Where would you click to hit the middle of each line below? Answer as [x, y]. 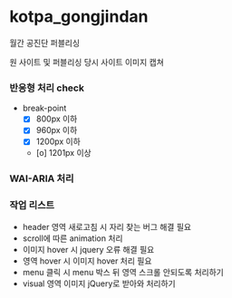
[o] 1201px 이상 [64, 153]
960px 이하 [57, 130]
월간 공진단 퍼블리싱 [44, 43]
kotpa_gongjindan [79, 17]
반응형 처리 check [47, 88]
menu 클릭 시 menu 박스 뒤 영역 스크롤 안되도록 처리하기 [123, 272]
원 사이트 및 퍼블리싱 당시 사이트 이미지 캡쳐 [87, 62]
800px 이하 [57, 119]
